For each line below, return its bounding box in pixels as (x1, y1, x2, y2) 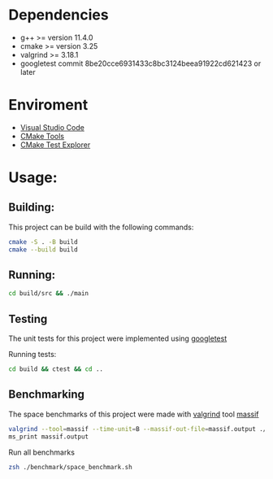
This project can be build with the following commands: (8, 222, 194, 232)
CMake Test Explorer (19, 140, 91, 150)
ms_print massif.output (8, 433, 89, 441)
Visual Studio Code (19, 122, 85, 132)
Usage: (8, 168, 58, 187)
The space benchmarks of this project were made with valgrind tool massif (8, 409, 259, 419)
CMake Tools (19, 131, 65, 141)
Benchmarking (8, 388, 85, 402)
